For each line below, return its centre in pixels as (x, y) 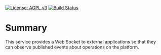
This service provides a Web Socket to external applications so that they (80, 41)
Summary (26, 28)
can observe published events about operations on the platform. (72, 47)
